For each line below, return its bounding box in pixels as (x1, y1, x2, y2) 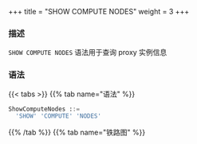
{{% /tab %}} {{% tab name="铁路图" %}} (8, 127, 146, 138)
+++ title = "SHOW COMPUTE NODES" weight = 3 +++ (8, 7, 190, 16)
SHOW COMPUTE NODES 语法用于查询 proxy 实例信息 (8, 48, 167, 57)
